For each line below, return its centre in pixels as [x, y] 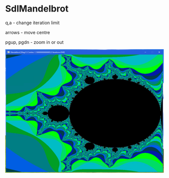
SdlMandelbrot [37, 9]
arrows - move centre [28, 32]
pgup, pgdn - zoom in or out [34, 42]
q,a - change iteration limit [32, 23]
